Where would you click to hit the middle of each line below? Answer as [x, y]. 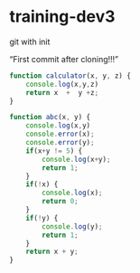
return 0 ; [60, 202]
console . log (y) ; [72, 226]
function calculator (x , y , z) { [70, 75]
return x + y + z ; [62, 92]
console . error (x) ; [60, 134]
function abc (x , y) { [50, 118]
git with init [30, 42]
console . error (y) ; [60, 143]
